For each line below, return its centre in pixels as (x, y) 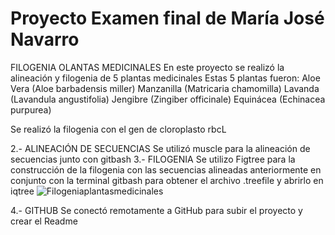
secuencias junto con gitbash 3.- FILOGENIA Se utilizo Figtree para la (153, 159)
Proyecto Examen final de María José (167, 18)
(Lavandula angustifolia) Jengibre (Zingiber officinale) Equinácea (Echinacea (168, 99)
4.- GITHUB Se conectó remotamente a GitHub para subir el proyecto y (156, 210)
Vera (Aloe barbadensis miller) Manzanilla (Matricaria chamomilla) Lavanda (165, 88)
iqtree (22, 191)
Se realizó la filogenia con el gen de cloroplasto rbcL (118, 129)
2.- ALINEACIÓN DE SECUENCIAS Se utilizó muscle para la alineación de (160, 148)
